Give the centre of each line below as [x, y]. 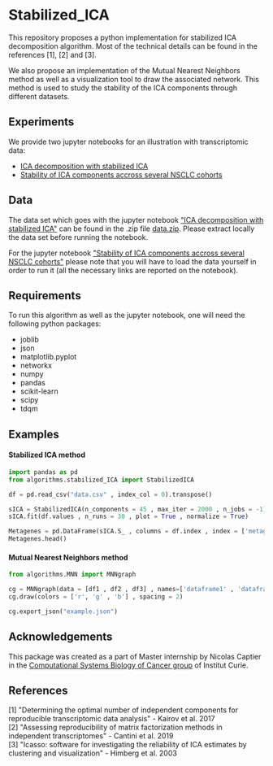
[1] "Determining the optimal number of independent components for [123, 710]
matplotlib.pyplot [48, 357]
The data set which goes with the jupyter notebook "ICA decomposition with [136, 220]
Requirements [45, 296]
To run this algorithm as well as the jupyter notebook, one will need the [127, 316]
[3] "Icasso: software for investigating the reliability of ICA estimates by [128, 745]
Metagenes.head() [38, 539]
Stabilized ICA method [47, 455]
